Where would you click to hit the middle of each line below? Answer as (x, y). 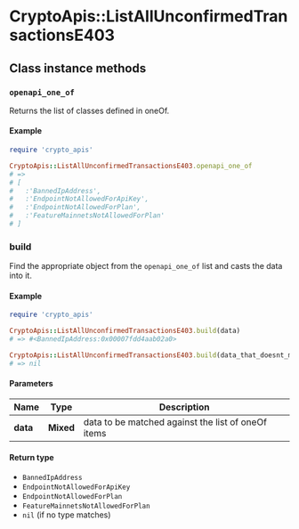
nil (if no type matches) (66, 515)
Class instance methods (78, 68)
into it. (21, 276)
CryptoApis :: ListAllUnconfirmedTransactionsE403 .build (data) (125, 331)
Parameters (31, 384)
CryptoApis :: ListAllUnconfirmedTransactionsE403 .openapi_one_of (131, 166)
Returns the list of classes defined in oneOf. (89, 110)
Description (184, 407)
